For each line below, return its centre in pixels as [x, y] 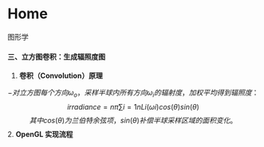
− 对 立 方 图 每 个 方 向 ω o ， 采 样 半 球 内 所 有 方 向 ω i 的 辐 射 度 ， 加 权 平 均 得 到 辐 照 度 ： [133, 94]
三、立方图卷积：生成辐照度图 [56, 56]
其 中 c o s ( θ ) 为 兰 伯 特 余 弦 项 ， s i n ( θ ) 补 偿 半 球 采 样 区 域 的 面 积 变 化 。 [133, 120]
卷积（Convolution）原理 [61, 75]
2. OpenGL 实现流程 [40, 134]
